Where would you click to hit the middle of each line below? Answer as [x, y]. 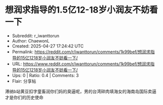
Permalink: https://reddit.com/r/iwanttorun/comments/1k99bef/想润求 [81, 52]
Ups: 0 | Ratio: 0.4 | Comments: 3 [45, 75]
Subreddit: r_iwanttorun [36, 36]
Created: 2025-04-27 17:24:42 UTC [48, 46]
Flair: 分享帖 [24, 81]
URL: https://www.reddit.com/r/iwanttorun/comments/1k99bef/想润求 [81, 64]
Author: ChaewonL [31, 41]
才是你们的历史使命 [24, 97]
